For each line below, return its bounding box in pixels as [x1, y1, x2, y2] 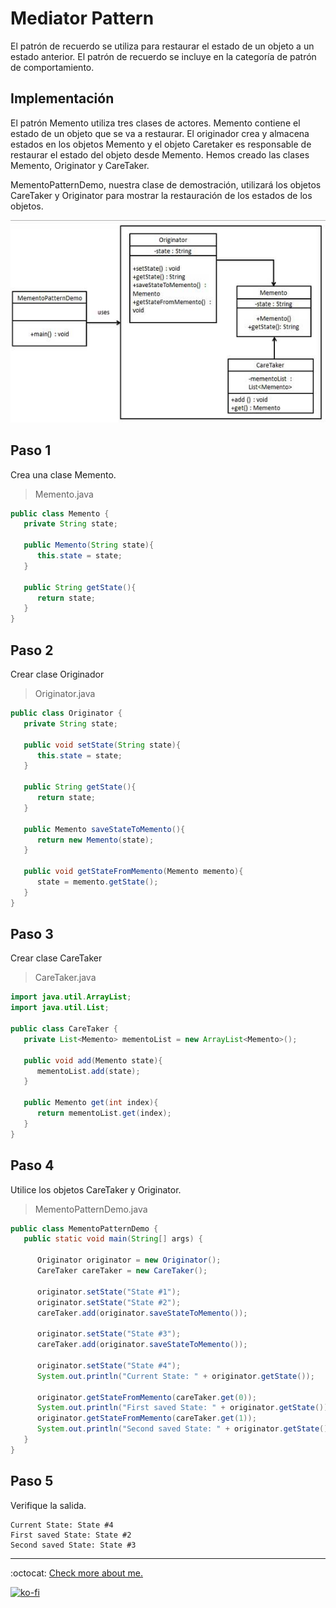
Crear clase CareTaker [10, 952, 103, 964]
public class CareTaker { [10, 1024, 118, 1034]
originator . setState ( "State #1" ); [36, 1287, 182, 1297]
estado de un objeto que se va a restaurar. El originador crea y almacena [10, 127, 310, 139]
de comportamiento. [10, 61, 95, 73]
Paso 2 [10, 642, 54, 659]
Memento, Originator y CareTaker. [10, 159, 150, 171]
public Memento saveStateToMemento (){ [23, 824, 186, 834]
